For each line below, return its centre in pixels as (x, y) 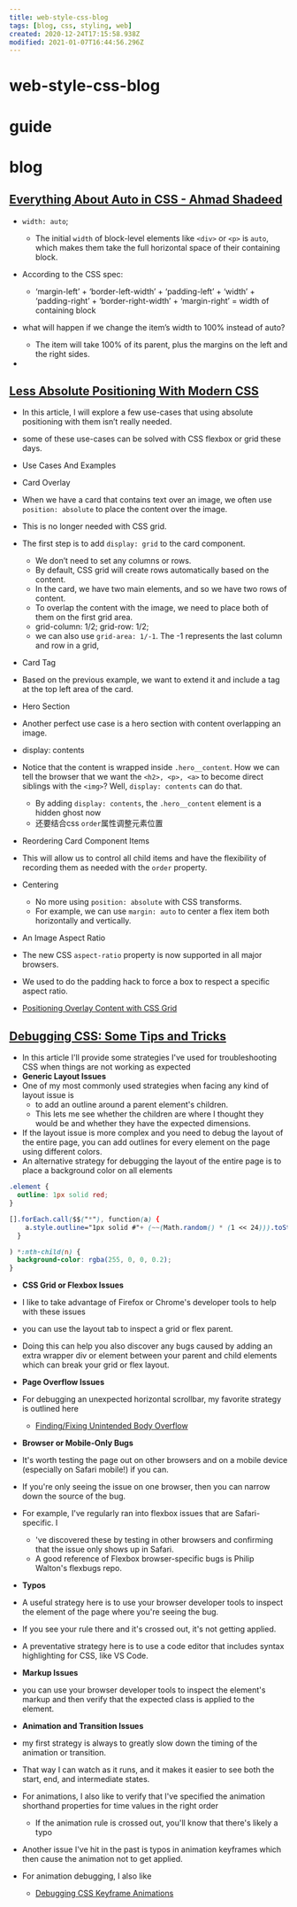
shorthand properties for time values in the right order (120, 1806)
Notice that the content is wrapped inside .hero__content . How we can (151, 767)
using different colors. (62, 1152)
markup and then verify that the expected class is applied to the (138, 1700)
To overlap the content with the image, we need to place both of (152, 608)
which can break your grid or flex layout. (95, 1365)
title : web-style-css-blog (59, 17)
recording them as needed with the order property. (114, 868)
